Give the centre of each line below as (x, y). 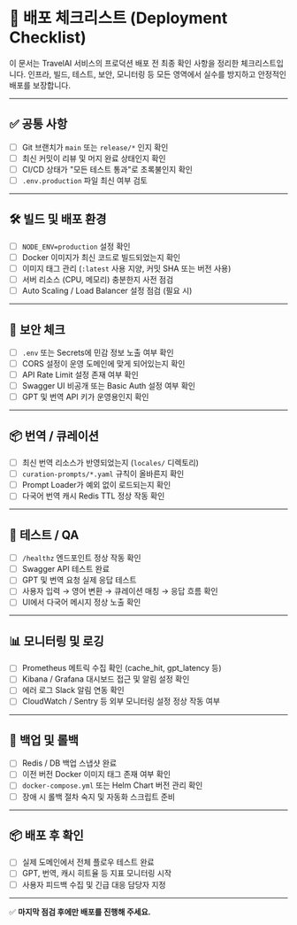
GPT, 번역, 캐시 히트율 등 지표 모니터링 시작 (97, 874)
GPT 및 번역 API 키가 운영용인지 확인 (85, 397)
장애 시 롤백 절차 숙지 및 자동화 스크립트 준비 (99, 797)
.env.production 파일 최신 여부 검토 (84, 180)
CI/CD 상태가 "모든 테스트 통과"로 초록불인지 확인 (107, 169)
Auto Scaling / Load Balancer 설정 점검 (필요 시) (107, 291)
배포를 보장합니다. (40, 85)
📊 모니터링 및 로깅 (57, 641)
